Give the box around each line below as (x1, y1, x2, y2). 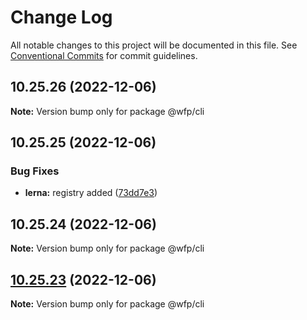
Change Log (10, 6, 113, 29)
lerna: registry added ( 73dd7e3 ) (24, 187, 158, 199)
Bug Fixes (10, 164, 60, 178)
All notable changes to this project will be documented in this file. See (10, 39, 298, 51)
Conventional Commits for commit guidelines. (10, 49, 198, 61)
